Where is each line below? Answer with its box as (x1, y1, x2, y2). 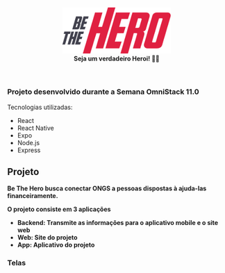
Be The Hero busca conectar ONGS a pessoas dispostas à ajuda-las (7, 184, 207, 192)
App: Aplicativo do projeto (17, 241, 95, 249)
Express (17, 146, 41, 154)
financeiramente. (7, 192, 58, 200)
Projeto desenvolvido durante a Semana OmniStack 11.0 (7, 87, 199, 97)
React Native (17, 124, 54, 132)
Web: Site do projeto (17, 233, 78, 242)
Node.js (17, 138, 40, 147)
